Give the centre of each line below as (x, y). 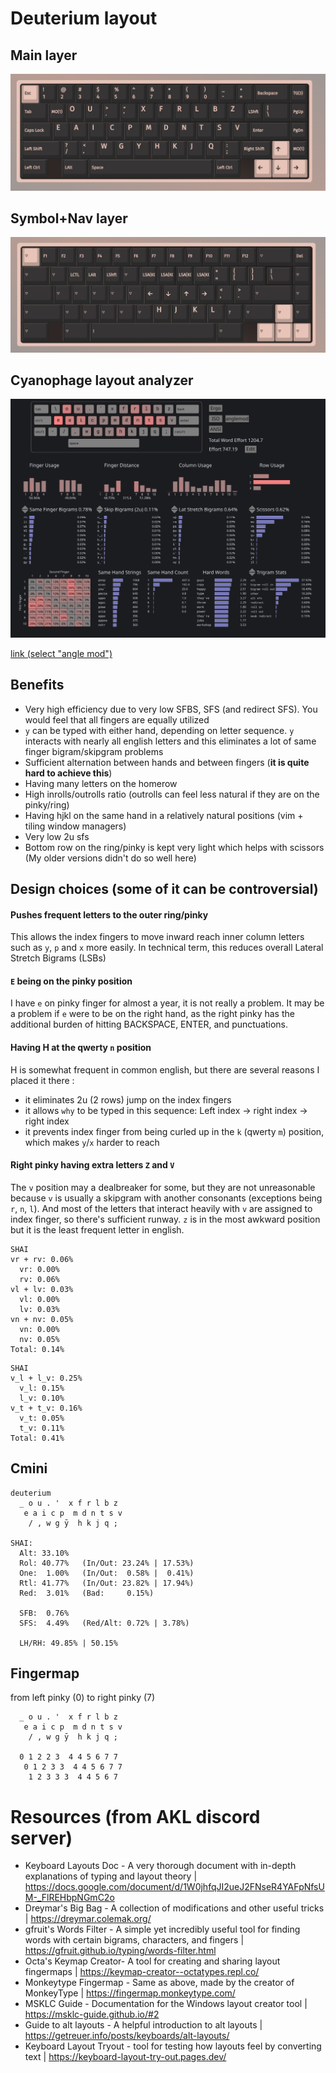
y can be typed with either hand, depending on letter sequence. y (159, 730)
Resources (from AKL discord (135, 1816)
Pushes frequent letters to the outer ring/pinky (109, 914)
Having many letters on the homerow (101, 783)
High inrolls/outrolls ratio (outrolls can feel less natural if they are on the (172, 794)
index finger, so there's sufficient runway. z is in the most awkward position (165, 1219)
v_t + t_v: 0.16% (46, 1408)
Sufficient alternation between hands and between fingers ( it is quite (167, 762)
